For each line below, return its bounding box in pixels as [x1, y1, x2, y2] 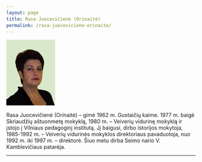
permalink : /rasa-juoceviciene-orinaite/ [6, 22, 112, 28]
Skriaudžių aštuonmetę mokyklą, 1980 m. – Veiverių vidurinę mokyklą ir [6, 118, 182, 125]
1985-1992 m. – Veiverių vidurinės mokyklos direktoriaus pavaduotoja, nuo [6, 131, 191, 138]
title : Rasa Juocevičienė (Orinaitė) [6, 16, 101, 22]
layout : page [6, 10, 39, 16]
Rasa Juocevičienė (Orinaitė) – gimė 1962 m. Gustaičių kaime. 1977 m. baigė [6, 112, 195, 119]
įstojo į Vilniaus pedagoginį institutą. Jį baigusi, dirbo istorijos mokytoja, [6, 124, 183, 131]
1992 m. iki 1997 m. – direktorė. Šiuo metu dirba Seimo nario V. [6, 137, 161, 144]
